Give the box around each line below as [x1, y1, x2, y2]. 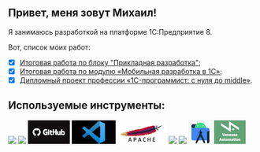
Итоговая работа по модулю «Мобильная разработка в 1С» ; [19, 66, 223, 76]
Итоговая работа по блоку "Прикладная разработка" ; [19, 57, 201, 67]
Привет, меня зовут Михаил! [8, 6, 158, 20]
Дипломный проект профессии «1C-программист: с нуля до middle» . [19, 75, 253, 85]
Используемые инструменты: [8, 98, 165, 113]
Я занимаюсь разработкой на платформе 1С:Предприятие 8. [8, 27, 213, 36]
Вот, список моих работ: [8, 43, 91, 52]
